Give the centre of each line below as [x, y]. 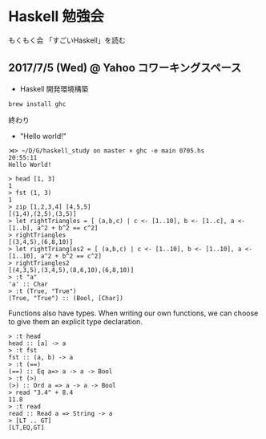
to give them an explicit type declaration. [75, 321]
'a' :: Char [28, 284]
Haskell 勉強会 [56, 16]
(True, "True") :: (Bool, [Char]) [66, 298]
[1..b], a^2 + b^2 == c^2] [53, 228]
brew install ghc [37, 104]
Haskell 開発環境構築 [54, 88]
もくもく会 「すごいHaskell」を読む [67, 40]
